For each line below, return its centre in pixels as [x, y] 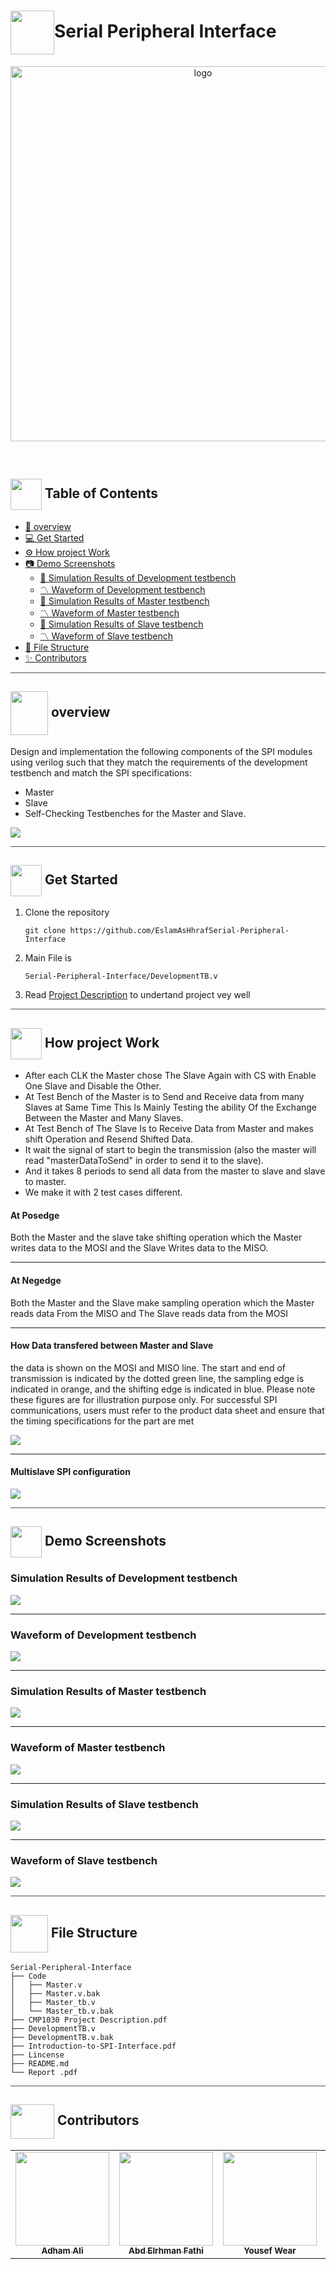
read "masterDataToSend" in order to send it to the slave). [144, 1161]
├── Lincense [37, 2055]
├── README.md [40, 2063]
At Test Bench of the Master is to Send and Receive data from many [164, 1097]
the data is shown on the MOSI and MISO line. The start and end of [148, 1367]
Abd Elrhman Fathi [166, 2250]
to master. [45, 1182]
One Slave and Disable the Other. [93, 1086]
